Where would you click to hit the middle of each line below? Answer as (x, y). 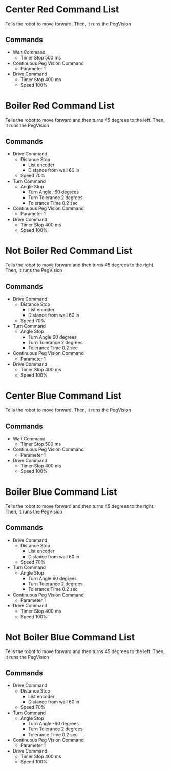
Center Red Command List (62, 9)
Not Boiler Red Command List (69, 251)
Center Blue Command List (63, 396)
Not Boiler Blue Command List (70, 637)
